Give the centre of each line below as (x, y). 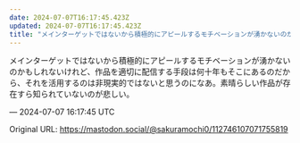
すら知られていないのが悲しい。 (75, 94)
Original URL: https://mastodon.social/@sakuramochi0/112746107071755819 (149, 130)
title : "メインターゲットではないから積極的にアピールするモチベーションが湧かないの (148, 34)
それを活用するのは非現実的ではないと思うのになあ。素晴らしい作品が (154, 83)
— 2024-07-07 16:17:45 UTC (62, 112)
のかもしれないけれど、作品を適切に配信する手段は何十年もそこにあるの (142, 71)
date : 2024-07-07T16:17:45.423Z (69, 17)
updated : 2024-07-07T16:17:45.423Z (75, 26)
